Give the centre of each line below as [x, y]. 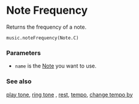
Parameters [23, 53]
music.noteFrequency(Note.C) [43, 38]
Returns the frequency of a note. [46, 27]
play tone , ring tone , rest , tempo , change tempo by [69, 94]
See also [19, 81]
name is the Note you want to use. [56, 66]
